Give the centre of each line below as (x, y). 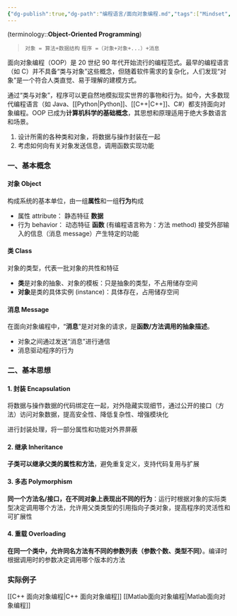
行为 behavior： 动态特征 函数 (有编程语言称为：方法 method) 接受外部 (120, 224)
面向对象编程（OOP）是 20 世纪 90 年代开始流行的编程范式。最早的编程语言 (118, 62)
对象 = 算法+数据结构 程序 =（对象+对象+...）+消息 (92, 48)
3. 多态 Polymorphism (40, 482)
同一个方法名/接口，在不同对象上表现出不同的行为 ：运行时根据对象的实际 (114, 499)
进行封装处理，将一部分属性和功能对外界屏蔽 (73, 429)
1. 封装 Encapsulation (39, 388)
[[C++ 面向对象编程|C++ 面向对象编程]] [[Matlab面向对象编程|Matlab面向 (114, 597)
